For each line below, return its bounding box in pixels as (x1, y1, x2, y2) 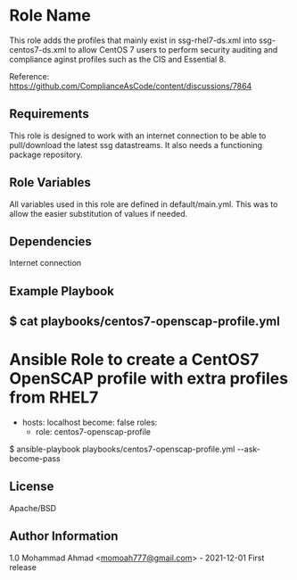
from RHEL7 (9, 387, 99, 408)
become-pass (9, 453, 61, 464)
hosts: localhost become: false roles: (21, 417, 158, 428)
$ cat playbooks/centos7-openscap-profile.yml (9, 314, 281, 329)
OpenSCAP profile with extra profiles (9, 369, 288, 389)
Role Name (9, 5, 91, 26)
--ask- (236, 443, 261, 455)
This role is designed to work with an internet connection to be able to (9, 130, 267, 141)
